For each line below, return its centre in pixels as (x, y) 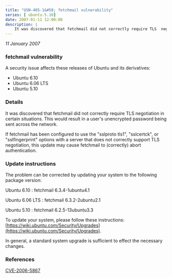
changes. (15, 246)
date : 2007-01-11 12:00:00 (34, 19)
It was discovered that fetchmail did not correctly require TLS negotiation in (85, 113)
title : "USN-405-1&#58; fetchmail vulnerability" (59, 10)
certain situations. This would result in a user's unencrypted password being (86, 119)
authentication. (21, 150)
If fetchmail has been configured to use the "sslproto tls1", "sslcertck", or (82, 134)
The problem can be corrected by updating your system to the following (81, 175)
